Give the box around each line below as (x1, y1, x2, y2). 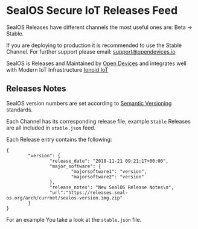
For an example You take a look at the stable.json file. (6, 216, 142, 223)
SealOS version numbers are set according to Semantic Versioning (6, 99, 172, 107)
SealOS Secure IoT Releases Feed (6, 4, 178, 17)
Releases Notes (6, 84, 66, 94)
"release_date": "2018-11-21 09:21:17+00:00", (49, 158, 169, 164)
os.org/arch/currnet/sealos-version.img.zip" (6, 195, 123, 201)
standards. (6, 106, 33, 113)
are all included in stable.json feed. (6, 124, 96, 131)
